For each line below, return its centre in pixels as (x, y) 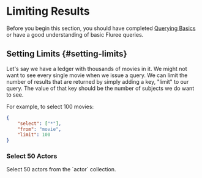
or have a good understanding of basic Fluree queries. (75, 34)
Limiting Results (48, 11)
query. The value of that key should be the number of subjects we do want (100, 88)
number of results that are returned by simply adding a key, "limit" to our (98, 81)
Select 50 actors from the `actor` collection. (61, 169)
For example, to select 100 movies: (50, 106)
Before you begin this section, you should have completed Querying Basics (101, 28)
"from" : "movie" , (39, 129)
